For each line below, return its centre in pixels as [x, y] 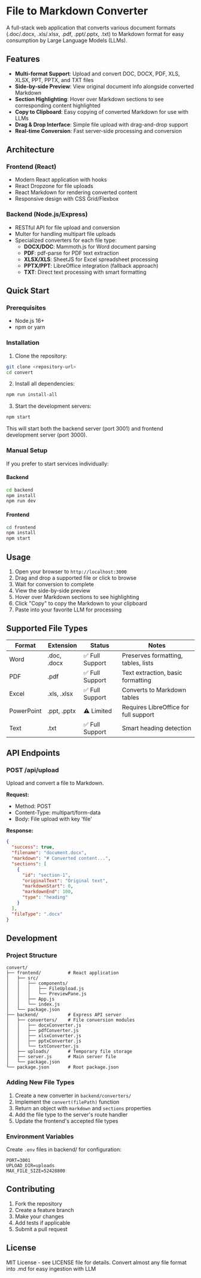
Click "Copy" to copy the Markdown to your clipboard [81, 603]
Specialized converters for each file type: [66, 240]
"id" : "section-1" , [46, 875]
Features [23, 59]
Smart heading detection [156, 728]
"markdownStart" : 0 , [48, 886]
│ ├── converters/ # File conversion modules [71, 1020]
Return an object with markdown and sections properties [83, 1108]
